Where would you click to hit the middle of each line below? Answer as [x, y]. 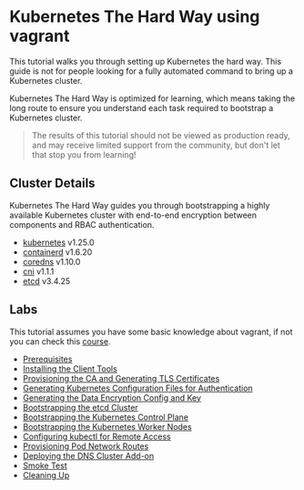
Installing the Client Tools [70, 368]
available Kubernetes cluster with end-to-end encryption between [133, 215]
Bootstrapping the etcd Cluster [80, 407]
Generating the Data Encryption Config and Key [112, 397]
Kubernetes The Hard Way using [135, 17]
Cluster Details [52, 184]
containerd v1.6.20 [57, 251]
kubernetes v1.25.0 [58, 242]
